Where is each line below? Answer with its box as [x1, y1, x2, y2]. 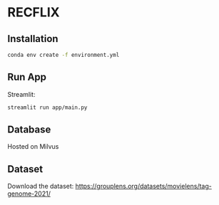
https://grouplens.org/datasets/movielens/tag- [75, 182, 212, 191]
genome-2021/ [7, 189, 51, 198]
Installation [7, 33, 58, 45]
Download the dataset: [7, 182, 74, 191]
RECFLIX [7, 4, 60, 21]
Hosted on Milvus [7, 142, 59, 151]
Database [7, 123, 51, 135]
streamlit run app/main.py [7, 104, 88, 111]
